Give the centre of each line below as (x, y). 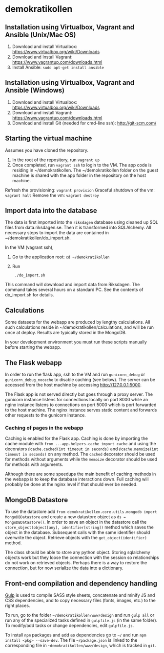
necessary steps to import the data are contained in (57, 233)
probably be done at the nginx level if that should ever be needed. (71, 484)
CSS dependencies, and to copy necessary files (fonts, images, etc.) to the (81, 600)
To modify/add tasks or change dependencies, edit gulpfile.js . (70, 625)
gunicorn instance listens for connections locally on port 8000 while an (77, 400)
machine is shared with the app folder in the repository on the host (79, 175)
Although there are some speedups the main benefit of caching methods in (81, 474)
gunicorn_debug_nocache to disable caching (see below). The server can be (80, 380)
